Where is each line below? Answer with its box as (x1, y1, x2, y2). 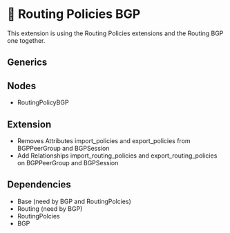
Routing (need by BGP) (17, 204, 83, 213)
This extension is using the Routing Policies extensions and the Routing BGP (7, 29, 224, 37)
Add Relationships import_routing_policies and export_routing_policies (17, 151, 218, 160)
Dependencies (7, 179, 71, 191)
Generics (7, 57, 48, 68)
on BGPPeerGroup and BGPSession (17, 158, 119, 167)
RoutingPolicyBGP (17, 98, 69, 106)
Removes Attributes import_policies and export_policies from (17, 136, 191, 145)
